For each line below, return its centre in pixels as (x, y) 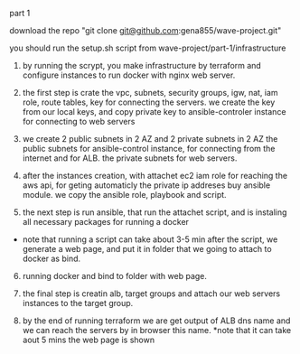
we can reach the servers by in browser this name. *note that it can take (157, 330)
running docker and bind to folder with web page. (115, 276)
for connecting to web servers (79, 121)
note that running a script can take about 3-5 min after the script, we (150, 239)
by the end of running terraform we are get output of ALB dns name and (156, 321)
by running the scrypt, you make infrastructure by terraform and (142, 65)
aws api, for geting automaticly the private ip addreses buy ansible (146, 185)
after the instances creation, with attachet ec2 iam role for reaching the (155, 176)
